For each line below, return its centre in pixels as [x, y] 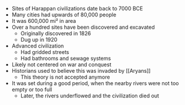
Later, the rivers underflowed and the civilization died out [90, 96]
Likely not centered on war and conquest [62, 65]
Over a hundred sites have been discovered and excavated [83, 27]
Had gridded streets [45, 52]
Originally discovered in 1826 [56, 33]
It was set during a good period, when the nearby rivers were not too [95, 83]
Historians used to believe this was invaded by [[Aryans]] [81, 71]
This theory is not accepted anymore [65, 77]
